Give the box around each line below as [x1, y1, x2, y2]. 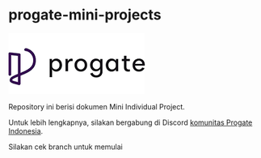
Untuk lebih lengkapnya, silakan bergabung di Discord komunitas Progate [8, 117, 253, 127]
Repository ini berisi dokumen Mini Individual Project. [8, 101, 186, 111]
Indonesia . [8, 126, 44, 135]
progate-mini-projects [8, 6, 162, 24]
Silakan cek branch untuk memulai [8, 142, 123, 152]
